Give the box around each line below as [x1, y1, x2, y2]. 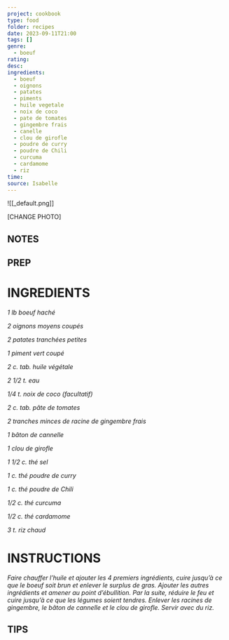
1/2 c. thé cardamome [7, 512, 71, 521]
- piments [13, 95, 42, 102]
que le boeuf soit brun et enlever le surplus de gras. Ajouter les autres [7, 581, 209, 589]
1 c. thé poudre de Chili [7, 485, 74, 493]
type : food [7, 17, 39, 24]
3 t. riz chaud [7, 526, 46, 534]
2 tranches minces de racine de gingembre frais [7, 417, 146, 425]
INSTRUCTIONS [7, 550, 102, 566]
